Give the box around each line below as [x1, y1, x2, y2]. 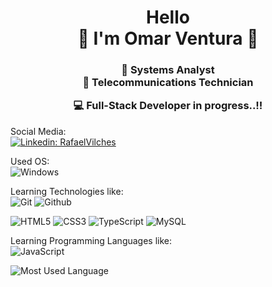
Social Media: [10, 125, 67, 137]
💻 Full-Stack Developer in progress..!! [73, 99, 263, 113]
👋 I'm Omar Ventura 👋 [77, 27, 259, 50]
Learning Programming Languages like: [10, 234, 173, 246]
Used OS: [10, 155, 50, 167]
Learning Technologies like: [10, 185, 124, 197]
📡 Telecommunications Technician [82, 76, 254, 90]
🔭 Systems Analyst [121, 63, 215, 77]
